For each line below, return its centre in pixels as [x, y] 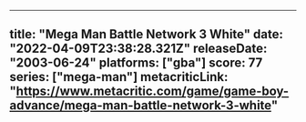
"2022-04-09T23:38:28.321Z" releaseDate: [138, 49]
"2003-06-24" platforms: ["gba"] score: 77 [136, 63]
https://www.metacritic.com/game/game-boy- [153, 91]
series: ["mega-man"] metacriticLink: [119, 77]
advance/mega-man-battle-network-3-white [140, 106]
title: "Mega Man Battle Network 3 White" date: [147, 34]
